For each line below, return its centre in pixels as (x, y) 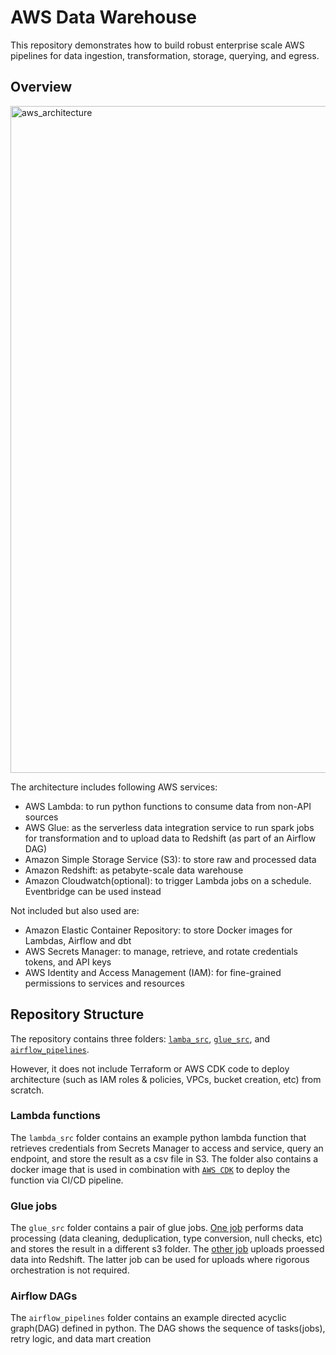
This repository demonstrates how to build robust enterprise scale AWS (157, 45)
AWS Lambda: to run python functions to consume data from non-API (168, 806)
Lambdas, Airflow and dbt (78, 940)
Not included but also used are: (75, 910)
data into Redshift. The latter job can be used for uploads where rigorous (160, 1260)
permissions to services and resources (104, 983)
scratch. (27, 1090)
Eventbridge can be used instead (93, 891)
